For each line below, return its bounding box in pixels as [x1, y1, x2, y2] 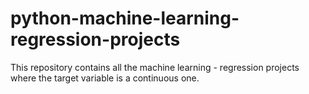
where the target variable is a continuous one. [10, 72, 200, 84]
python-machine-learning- [10, 7, 240, 30]
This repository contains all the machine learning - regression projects [10, 61, 300, 73]
